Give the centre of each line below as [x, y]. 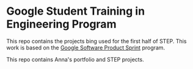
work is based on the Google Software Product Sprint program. [86, 48]
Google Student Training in [76, 11]
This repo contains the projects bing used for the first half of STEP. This [96, 41]
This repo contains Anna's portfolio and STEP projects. [75, 59]
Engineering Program [61, 24]
